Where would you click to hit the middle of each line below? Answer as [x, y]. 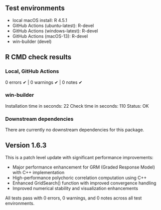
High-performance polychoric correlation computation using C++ [80, 178]
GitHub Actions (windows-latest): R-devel [55, 31]
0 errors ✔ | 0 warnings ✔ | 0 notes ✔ [44, 82]
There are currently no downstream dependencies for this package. [75, 130]
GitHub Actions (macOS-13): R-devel [50, 36]
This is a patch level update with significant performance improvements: [79, 157]
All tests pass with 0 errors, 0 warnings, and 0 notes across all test [74, 198]
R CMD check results [38, 57]
